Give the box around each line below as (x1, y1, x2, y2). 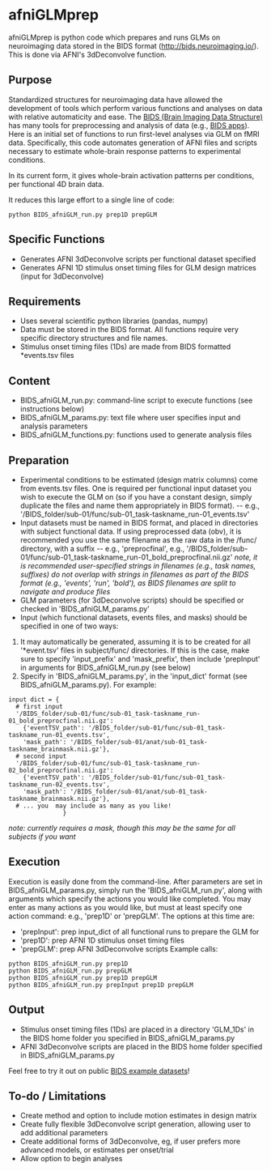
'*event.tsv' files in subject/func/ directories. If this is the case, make (19, 645, 250, 655)
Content (8, 374, 51, 388)
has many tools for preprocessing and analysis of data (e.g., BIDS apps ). (8, 120, 250, 130)
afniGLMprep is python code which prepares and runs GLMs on (8, 32, 221, 42)
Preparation (8, 453, 70, 467)
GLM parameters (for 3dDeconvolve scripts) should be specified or (19, 595, 244, 605)
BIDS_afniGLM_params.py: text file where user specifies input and (19, 413, 241, 423)
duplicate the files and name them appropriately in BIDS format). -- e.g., (19, 500, 260, 510)
